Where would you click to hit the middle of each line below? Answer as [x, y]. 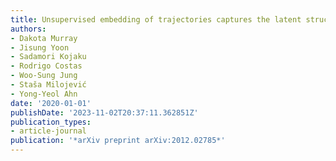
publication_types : [51, 122]
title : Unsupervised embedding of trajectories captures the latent [156, 19]
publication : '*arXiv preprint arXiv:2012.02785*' [118, 141]
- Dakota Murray [44, 38]
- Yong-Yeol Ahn [44, 94]
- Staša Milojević [48, 85]
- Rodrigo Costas [46, 66]
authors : [28, 29]
